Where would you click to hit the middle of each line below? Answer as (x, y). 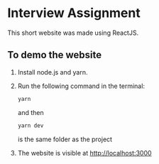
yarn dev (31, 126)
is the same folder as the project (65, 139)
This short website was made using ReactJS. (73, 33)
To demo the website (55, 55)
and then (31, 112)
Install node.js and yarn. (53, 72)
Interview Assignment (74, 13)
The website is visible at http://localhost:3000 (84, 153)
